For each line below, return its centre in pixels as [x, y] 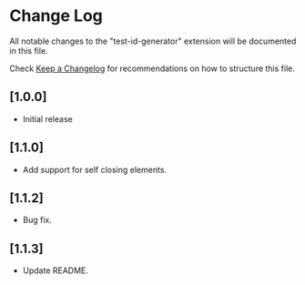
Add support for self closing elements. [94, 169]
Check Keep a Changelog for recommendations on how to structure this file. [152, 68]
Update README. [56, 270]
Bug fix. [37, 220]
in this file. [29, 50]
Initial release [47, 118]
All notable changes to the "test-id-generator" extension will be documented [153, 41]
